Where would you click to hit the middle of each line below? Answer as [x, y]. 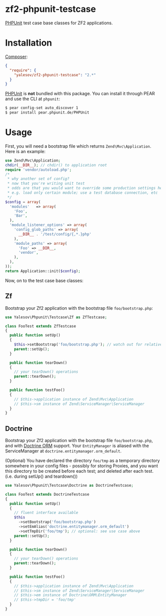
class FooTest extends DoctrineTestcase [47, 494]
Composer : [17, 56]
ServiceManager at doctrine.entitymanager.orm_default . [63, 451]
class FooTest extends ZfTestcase [41, 326]
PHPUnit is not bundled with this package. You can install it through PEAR [80, 94]
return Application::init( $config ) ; [43, 271]
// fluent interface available [46, 513]
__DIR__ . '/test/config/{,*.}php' [55, 234]
